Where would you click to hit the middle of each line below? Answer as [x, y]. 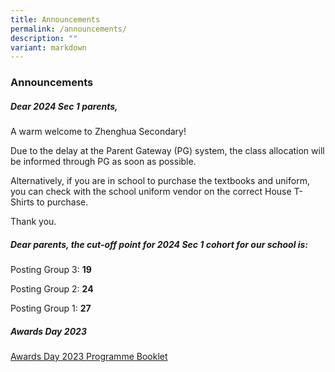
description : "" [44, 38]
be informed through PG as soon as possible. [103, 162]
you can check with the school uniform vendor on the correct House [151, 192]
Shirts [22, 202]
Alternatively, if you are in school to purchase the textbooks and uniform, [160, 181]
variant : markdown [48, 47]
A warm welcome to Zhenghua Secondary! [98, 132]
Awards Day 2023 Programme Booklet [89, 357]
